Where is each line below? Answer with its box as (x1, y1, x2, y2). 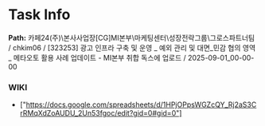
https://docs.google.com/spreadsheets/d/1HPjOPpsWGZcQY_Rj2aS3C (25, 100, 257, 109)
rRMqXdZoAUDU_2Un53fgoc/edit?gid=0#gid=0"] (19, 108, 182, 118)
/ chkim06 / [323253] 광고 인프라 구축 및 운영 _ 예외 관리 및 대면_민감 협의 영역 (8, 42, 256, 53)
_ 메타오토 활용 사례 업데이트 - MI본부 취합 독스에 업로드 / (8, 53, 187, 62)
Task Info (8, 6, 71, 24)
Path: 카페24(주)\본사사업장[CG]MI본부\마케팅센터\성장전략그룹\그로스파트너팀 (8, 33, 255, 42)
